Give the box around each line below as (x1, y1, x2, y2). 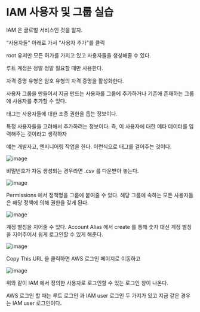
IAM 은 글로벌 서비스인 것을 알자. (6, 26, 83, 33)
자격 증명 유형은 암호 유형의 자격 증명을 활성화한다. (6, 77, 124, 84)
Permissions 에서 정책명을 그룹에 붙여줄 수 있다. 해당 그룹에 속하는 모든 (6, 191, 173, 198)
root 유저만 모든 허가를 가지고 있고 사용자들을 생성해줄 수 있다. (6, 51, 151, 59)
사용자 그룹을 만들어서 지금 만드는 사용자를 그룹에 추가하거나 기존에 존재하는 (6, 90, 183, 97)
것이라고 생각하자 (26, 130, 67, 137)
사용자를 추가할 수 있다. (12, 97, 67, 105)
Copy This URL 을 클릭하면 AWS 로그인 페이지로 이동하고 (6, 255, 141, 262)
